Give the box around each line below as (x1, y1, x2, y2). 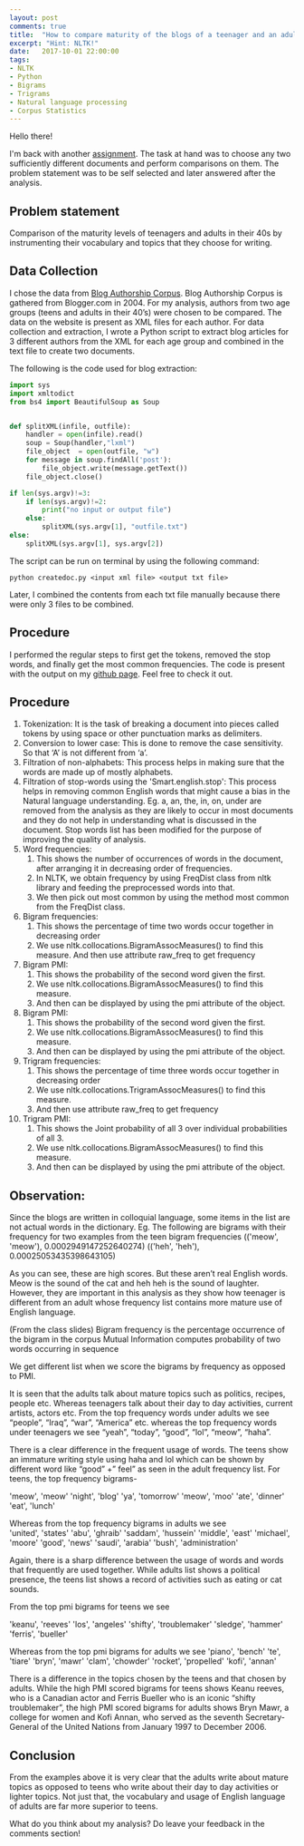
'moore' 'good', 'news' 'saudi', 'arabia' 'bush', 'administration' (9, 1538, 239, 1549)
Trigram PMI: (22, 1113, 71, 1124)
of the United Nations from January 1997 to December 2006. (40, 1722, 267, 1733)
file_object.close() (25, 472, 103, 481)
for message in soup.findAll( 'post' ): (25, 455, 172, 464)
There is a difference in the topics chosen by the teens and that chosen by (9, 1674, 287, 1685)
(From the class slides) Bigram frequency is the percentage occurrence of (9, 1325, 285, 1336)
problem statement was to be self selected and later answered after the (9, 168, 276, 179)
